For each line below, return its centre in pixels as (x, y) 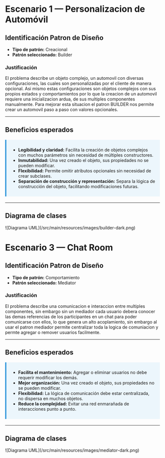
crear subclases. (35, 176)
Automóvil (27, 19)
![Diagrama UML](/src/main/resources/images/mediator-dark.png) (72, 450)
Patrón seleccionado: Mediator (44, 283)
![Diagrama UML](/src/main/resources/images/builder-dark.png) (70, 228)
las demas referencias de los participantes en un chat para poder (71, 317)
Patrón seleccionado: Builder (42, 55)
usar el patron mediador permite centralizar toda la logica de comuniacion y (82, 327)
